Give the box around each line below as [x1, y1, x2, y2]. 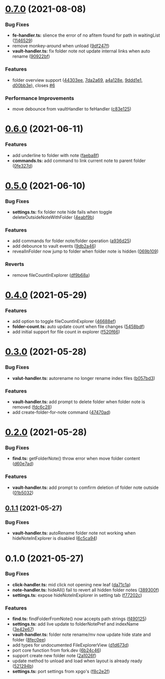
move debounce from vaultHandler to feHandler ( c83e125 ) [12, 106, 132, 112]
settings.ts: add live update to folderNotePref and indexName [12, 621, 139, 627]
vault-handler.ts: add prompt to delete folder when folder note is [12, 399, 145, 405]
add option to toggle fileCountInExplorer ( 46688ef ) [12, 318, 116, 324]
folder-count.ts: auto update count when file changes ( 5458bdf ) [12, 323, 145, 330]
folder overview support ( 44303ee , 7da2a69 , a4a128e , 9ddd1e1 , [12, 77, 143, 83]
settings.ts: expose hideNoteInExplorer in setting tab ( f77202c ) [12, 592, 142, 598]
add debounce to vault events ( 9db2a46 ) [12, 243, 96, 249]
